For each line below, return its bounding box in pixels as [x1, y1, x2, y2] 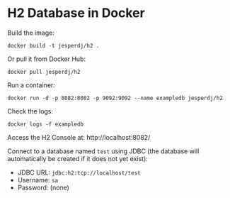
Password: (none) [17, 183, 69, 192]
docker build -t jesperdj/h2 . [7, 42, 100, 49]
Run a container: [7, 80, 55, 89]
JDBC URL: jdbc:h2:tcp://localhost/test [17, 168, 141, 177]
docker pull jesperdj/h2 [7, 68, 81, 75]
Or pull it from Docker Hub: [7, 55, 86, 63]
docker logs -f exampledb [7, 121, 84, 128]
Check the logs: [7, 106, 54, 115]
